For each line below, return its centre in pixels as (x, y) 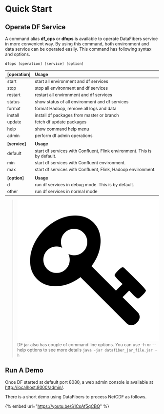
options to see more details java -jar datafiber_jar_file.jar (90, 350)
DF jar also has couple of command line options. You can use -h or (84, 344)
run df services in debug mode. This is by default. (84, 184)
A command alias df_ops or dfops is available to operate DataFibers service (82, 39)
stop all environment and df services (72, 88)
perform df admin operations (64, 136)
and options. (18, 54)
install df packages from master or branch (77, 115)
